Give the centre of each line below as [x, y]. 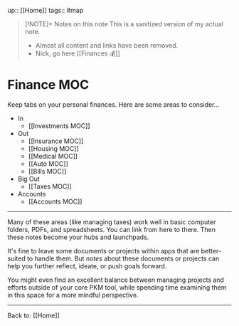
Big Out [29, 179]
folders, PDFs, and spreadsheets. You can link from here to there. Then [111, 229]
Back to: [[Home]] [34, 315]
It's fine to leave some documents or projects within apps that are [103, 251]
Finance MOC [48, 85]
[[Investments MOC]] [59, 126]
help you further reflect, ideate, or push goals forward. [87, 265]
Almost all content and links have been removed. [107, 45]
